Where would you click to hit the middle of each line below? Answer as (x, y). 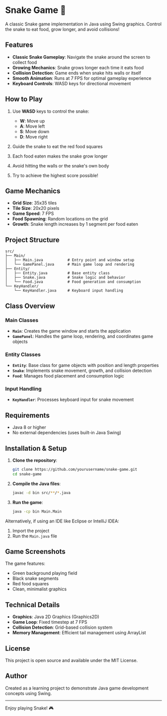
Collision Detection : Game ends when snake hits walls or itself (77, 73)
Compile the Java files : (37, 484)
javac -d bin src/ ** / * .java (41, 493)
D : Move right (34, 137)
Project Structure (32, 240)
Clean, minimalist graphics (40, 589)
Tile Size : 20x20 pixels (36, 208)
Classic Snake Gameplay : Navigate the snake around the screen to (81, 57)
